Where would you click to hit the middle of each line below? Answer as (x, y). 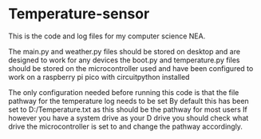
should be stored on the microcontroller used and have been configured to (131, 68)
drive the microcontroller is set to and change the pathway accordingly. (126, 126)
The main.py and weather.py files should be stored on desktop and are (125, 51)
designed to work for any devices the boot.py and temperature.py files (124, 60)
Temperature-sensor (79, 14)
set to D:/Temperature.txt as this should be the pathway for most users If (128, 109)
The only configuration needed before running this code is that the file (124, 92)
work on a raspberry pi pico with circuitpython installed (99, 77)
